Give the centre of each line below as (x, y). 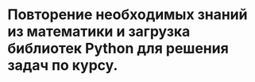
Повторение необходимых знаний (127, 15)
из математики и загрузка (99, 31)
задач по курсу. (63, 66)
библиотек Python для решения (118, 49)
